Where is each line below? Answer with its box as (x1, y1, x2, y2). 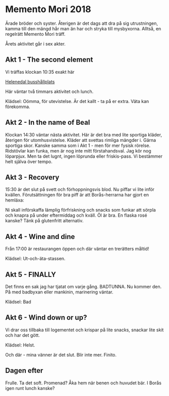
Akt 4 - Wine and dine (5, 232, 75, 241)
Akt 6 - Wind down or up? (5, 313, 87, 322)
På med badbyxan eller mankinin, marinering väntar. (5, 289, 114, 295)
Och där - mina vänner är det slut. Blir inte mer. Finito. (5, 352, 117, 358)
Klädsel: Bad (5, 299, 31, 305)
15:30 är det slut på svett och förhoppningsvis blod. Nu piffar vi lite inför (5, 186, 155, 192)
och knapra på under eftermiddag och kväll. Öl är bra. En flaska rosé (5, 212, 147, 218)
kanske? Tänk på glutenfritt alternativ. (5, 218, 84, 224)
